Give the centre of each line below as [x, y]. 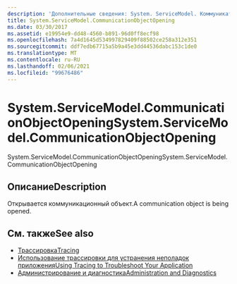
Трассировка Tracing [48, 250]
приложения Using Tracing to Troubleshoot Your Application [105, 266]
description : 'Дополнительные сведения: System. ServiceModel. [102, 14]
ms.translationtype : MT [42, 54]
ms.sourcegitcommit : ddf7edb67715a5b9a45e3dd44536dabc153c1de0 [102, 47]
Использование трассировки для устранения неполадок [103, 258]
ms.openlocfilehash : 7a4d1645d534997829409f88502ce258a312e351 [102, 40]
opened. [19, 211]
